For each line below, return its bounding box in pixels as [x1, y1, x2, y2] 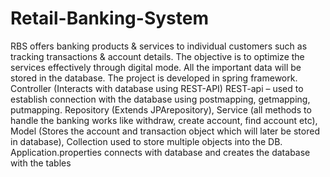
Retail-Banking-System [10, 7, 209, 30]
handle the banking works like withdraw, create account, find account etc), [10, 114, 318, 126]
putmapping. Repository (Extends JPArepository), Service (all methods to [10, 103, 312, 116]
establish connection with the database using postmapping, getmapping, [10, 93, 311, 105]
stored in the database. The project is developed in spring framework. [10, 72, 298, 84]
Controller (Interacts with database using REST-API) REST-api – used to [10, 82, 304, 94]
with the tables [10, 157, 72, 169]
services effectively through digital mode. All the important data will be [10, 61, 302, 73]
